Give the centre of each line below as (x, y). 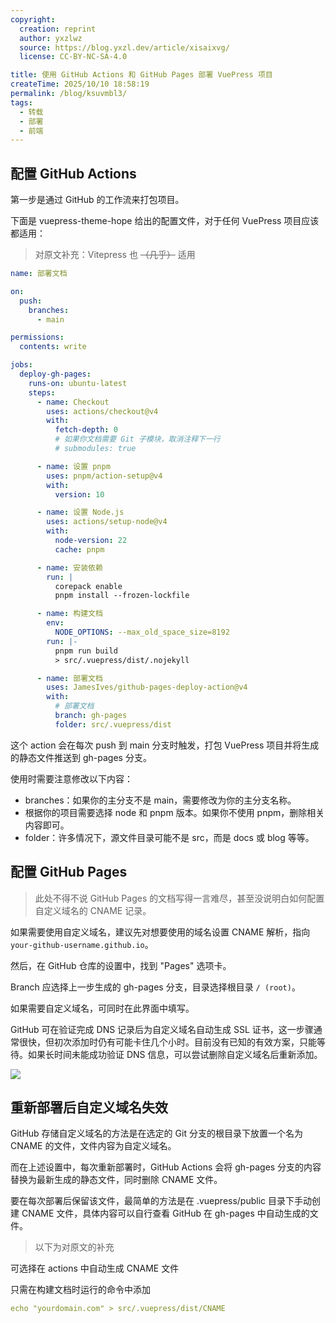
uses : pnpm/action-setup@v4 (104, 476)
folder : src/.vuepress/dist (113, 724)
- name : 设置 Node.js (80, 512)
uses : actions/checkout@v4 (102, 411)
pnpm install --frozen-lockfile (122, 596)
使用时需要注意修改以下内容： (71, 778)
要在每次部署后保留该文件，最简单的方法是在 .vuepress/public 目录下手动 (161, 1201)
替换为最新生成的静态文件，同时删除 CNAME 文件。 (116, 1180)
